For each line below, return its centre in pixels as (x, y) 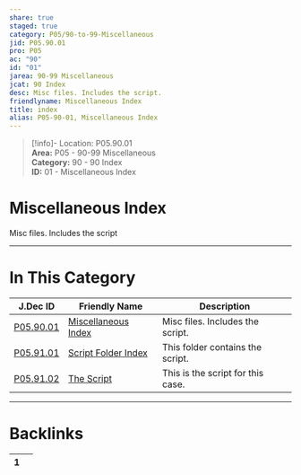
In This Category (73, 278)
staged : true (34, 26)
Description (225, 306)
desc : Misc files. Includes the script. (86, 92)
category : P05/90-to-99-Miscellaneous (82, 34)
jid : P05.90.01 (38, 43)
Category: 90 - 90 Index (77, 163)
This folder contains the (212, 347)
